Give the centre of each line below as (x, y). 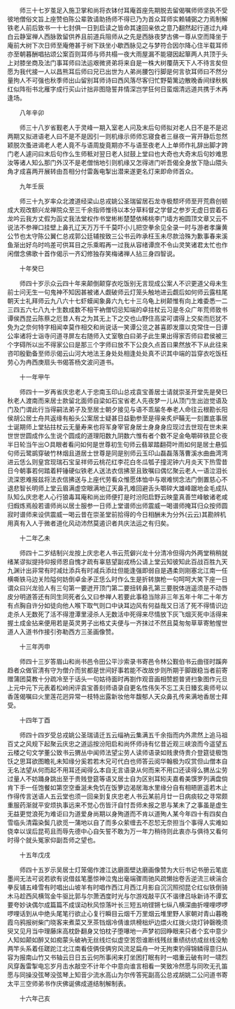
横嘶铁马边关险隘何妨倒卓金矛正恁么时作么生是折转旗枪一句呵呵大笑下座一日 (117, 579)
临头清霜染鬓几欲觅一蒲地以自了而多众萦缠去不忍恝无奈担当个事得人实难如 (120, 822)
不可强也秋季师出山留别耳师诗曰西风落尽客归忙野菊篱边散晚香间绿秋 (123, 80)
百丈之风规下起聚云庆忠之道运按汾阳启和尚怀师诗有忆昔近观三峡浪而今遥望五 (117, 744)
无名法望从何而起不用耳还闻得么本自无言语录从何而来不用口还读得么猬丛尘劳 (117, 770)
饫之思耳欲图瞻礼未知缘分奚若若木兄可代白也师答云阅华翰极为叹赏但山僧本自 (117, 761)
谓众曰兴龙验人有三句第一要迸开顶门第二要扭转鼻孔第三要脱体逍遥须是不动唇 (117, 588)
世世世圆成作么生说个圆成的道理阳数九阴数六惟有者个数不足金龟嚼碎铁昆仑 (114, 436)
